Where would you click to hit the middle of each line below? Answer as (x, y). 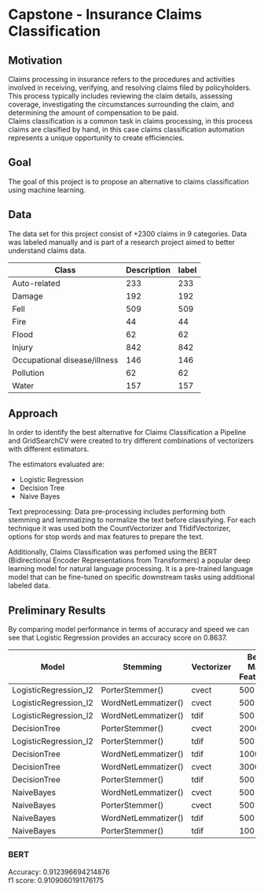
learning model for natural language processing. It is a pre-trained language (131, 569)
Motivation (35, 60)
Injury (23, 347)
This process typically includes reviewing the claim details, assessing (121, 96)
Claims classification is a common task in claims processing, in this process (130, 121)
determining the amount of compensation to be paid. (93, 113)
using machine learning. (47, 190)
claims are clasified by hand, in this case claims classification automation (126, 129)
